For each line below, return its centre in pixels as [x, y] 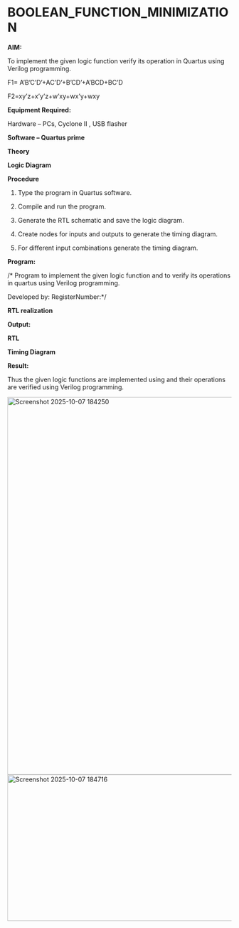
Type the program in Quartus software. [75, 192]
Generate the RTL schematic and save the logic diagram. [101, 220]
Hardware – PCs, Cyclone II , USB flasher [68, 123]
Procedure [23, 179]
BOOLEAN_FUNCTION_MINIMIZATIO [118, 12]
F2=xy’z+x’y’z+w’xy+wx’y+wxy [54, 96]
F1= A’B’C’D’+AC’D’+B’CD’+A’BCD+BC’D [65, 82]
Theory [18, 151]
